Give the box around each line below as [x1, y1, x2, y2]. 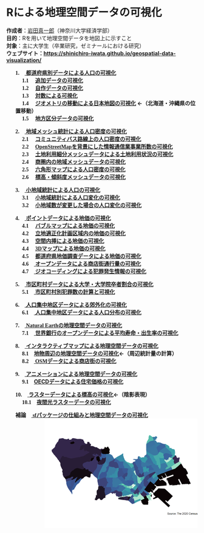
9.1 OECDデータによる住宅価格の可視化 [22, 378, 123, 385]
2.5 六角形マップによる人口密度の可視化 [22, 165, 126, 173]
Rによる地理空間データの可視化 [6, 5, 162, 19]
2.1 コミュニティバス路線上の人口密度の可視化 [22, 135, 141, 142]
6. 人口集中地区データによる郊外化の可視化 [15, 301, 127, 308]
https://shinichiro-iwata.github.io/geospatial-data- [43, 49, 176, 57]
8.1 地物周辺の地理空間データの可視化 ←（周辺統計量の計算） [22, 349, 177, 357]
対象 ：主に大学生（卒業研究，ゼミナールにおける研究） [6, 42, 144, 49]
